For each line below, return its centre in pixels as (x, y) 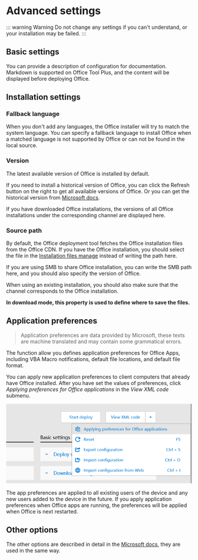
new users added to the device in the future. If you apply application (89, 499)
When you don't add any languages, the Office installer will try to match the (98, 127)
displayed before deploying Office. (48, 78)
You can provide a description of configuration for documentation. (86, 66)
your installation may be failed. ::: (46, 33)
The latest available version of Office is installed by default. (78, 173)
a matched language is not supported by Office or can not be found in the (95, 139)
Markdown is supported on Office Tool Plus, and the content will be (88, 72)
